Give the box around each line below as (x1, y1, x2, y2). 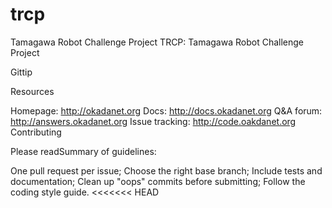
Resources (10, 85, 55, 97)
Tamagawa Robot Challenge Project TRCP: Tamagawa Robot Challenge (10, 36, 304, 48)
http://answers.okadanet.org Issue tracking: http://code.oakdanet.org (10, 115, 297, 127)
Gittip (10, 66, 33, 78)
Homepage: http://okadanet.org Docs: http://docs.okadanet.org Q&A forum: (10, 104, 323, 117)
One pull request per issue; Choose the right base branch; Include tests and (10, 164, 323, 177)
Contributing (10, 126, 62, 138)
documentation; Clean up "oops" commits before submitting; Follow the (10, 175, 306, 187)
